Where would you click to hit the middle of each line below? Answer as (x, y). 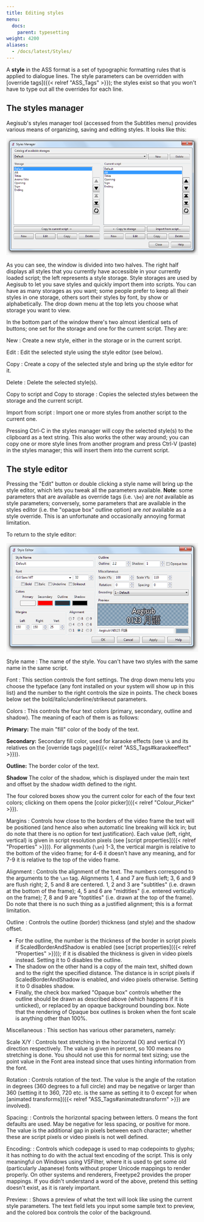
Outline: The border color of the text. (53, 766)
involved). (19, 1105)
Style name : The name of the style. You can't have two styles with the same (102, 661)
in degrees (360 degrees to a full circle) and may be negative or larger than (100, 1086)
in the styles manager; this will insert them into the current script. (88, 450)
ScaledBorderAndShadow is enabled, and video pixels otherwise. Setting (107, 979)
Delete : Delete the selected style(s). (52, 382)
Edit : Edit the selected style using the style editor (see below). (85, 352)
